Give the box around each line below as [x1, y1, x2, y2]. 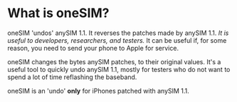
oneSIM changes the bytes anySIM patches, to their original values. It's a [7, 57, 221, 66]
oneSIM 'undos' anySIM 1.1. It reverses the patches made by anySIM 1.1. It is [7, 29, 229, 37]
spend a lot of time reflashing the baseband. [7, 73, 137, 81]
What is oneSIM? [7, 5, 110, 21]
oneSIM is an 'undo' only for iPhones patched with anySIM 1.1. [7, 86, 190, 95]
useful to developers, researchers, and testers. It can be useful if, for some [7, 36, 227, 44]
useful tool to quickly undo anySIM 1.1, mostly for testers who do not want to [7, 65, 231, 73]
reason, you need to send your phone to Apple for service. [7, 44, 179, 52]
